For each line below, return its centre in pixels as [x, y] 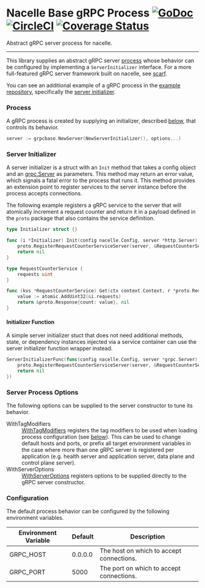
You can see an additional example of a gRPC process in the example [94, 85]
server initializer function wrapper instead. [59, 349]
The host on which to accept [141, 551]
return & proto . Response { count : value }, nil [74, 302]
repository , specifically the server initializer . [61, 92]
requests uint [35, 274]
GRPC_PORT [27, 572]
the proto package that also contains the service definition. [81, 218]
